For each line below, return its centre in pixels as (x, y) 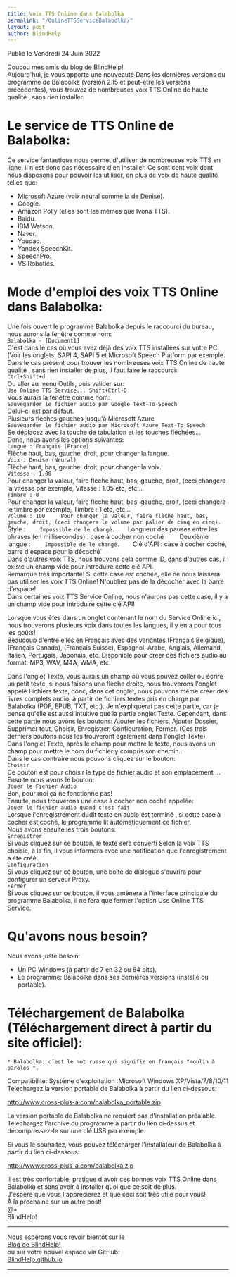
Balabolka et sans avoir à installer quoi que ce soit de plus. (92, 1187)
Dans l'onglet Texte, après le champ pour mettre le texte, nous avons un (111, 744)
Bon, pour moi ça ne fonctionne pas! (60, 794)
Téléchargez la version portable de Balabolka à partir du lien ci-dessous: (112, 1088)
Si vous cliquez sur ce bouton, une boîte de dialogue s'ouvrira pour (104, 872)
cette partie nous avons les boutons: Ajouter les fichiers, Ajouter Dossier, (113, 721)
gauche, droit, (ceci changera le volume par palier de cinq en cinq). (114, 522)
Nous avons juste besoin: (44, 956)
